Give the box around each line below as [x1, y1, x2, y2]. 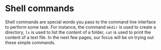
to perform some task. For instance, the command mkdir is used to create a [5, 24, 156, 30]
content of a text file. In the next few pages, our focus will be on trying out [5, 34, 154, 40]
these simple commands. [5, 39, 56, 45]
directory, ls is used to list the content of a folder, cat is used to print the [5, 29, 151, 35]
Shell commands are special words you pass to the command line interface [5, 19, 156, 25]
